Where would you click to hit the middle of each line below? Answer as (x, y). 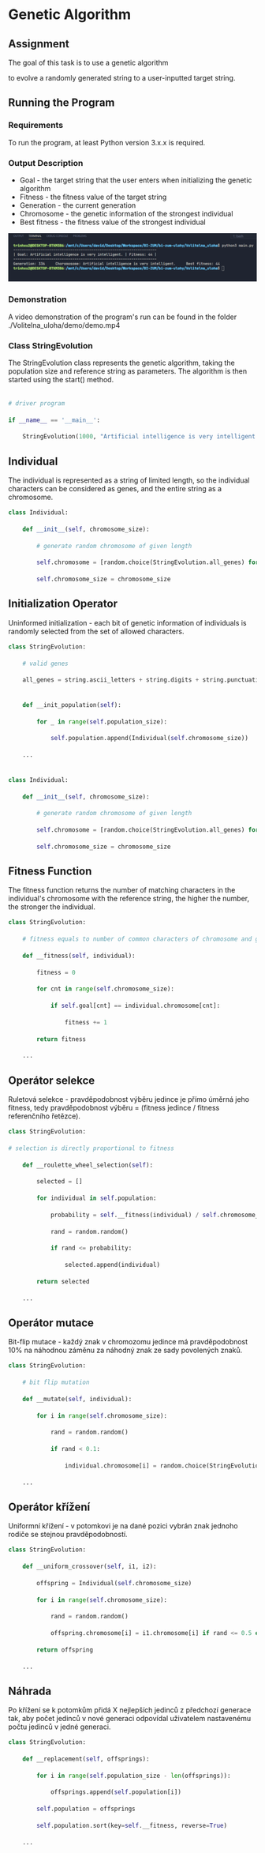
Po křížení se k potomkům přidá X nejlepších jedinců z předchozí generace (130, 1710)
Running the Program (62, 103)
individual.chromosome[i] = (110, 1466)
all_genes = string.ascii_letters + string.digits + (111, 680)
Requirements (36, 126)
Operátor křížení (49, 1507)
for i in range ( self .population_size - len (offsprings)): (134, 1776)
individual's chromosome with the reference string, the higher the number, (129, 899)
